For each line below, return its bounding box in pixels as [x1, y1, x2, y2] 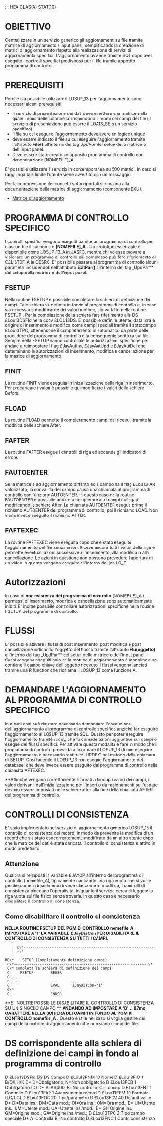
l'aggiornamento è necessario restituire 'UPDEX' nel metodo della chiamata [5, 752, 156, 757]
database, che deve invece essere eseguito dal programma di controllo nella [5, 762, 158, 768]
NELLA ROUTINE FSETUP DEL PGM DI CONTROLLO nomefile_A [5, 925, 134, 931]
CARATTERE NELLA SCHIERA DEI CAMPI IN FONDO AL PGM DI [5, 1011, 133, 1016]
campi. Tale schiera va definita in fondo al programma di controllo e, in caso [5, 302, 157, 307]
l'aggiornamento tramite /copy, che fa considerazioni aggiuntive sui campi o [5, 736, 157, 742]
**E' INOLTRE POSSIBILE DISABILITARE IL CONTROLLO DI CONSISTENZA [5, 1000, 154, 1006]
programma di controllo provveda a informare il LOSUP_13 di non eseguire [5, 746, 153, 752]
